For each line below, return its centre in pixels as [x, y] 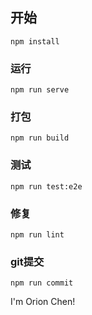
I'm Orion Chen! [43, 302]
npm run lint [37, 235]
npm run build [40, 138]
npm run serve [40, 90]
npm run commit [42, 283]
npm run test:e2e [46, 186]
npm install [35, 41]
